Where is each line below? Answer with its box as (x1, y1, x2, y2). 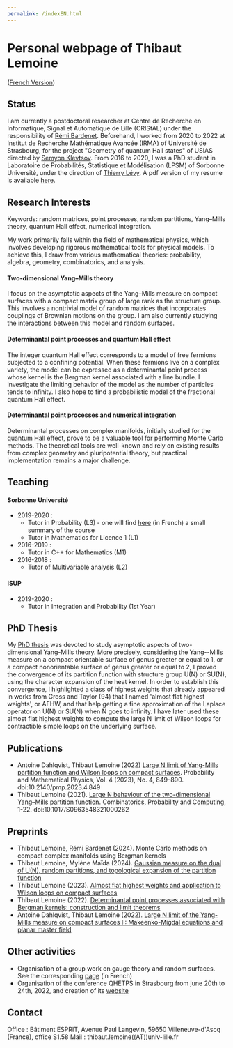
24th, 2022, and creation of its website (17, 986, 129, 994)
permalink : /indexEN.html (7, 10, 82, 17)
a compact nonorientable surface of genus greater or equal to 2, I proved (7, 663, 217, 671)
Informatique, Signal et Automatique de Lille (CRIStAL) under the (7, 124, 192, 132)
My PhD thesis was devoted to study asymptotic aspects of (7, 641, 177, 649)
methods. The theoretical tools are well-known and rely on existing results (7, 441, 220, 450)
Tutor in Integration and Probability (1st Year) (27, 602, 156, 610)
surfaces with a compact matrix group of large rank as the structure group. (7, 297, 222, 305)
